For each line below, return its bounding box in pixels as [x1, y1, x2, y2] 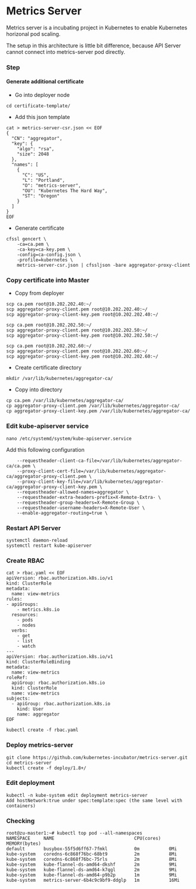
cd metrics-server [6, 760, 52, 766]
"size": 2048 [17, 151, 49, 157]
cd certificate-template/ [6, 103, 70, 109]
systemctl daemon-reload [6, 537, 68, 543]
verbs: [11, 628, 28, 634]
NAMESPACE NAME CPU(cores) [6, 836, 161, 842]
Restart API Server [6, 523, 61, 532]
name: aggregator [17, 711, 60, 717]
